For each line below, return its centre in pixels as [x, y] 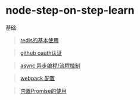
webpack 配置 [37, 78]
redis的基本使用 [39, 40]
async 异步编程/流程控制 [50, 65]
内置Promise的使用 [43, 90]
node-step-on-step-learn [70, 10]
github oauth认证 [41, 53]
